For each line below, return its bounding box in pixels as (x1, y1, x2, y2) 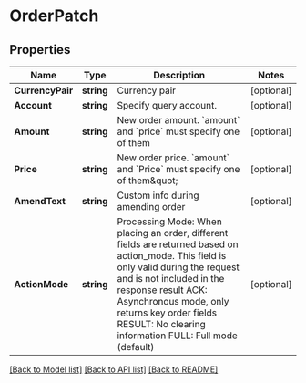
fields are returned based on (117, 238, 239, 251)
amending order (117, 201, 186, 212)
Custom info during (117, 189, 199, 202)
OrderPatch (9, 5, 99, 26)
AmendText (14, 195, 66, 207)
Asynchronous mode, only (117, 295, 229, 307)
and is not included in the (117, 273, 225, 285)
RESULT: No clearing (117, 318, 207, 330)
